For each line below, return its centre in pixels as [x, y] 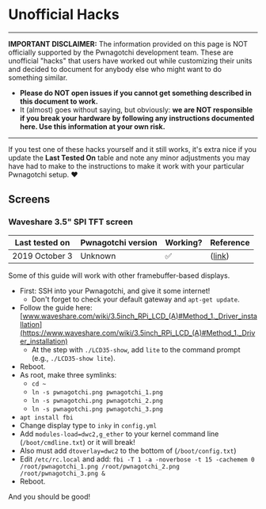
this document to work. [59, 101]
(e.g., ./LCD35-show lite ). [74, 358]
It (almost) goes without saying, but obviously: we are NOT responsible [136, 109]
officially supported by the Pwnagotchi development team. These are [121, 52]
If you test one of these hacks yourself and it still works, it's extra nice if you [133, 149]
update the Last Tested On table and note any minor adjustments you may [129, 158]
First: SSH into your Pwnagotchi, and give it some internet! [115, 291]
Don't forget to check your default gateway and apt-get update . [135, 299]
